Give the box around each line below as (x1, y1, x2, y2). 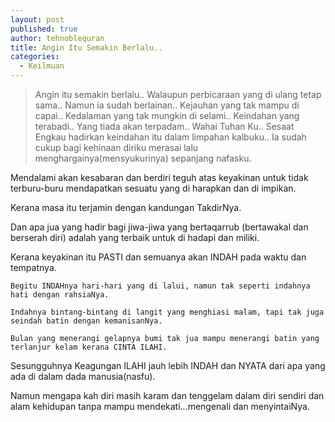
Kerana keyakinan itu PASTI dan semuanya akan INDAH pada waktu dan (10, 251, 307, 263)
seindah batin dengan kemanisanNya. (10, 316, 163, 326)
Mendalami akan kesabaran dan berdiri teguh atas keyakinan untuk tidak (10, 172, 309, 183)
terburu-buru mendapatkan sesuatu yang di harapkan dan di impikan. (10, 182, 297, 194)
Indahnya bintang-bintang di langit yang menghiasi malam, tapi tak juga (10, 307, 325, 317)
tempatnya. (10, 262, 57, 273)
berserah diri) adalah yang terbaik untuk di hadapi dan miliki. (10, 232, 260, 243)
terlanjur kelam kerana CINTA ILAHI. (10, 342, 168, 352)
